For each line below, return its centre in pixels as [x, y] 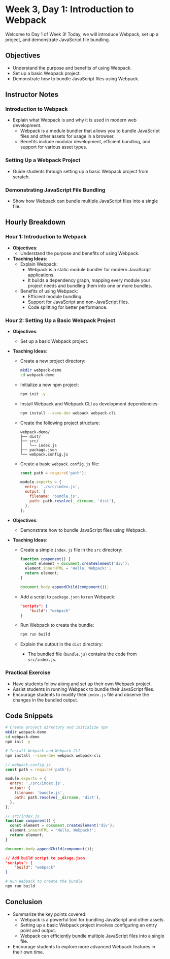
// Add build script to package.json [45, 858]
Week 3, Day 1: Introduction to [70, 9]
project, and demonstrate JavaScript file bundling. [58, 40]
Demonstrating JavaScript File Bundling [55, 190]
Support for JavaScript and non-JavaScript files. [78, 302]
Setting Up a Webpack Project [43, 160]
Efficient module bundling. [55, 296]
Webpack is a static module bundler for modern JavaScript [89, 269]
